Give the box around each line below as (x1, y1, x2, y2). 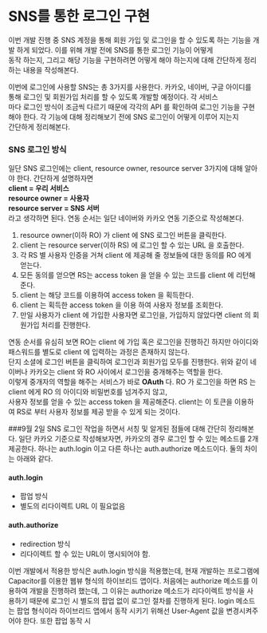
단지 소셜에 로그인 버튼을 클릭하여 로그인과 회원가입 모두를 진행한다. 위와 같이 (8, 357, 249, 367)
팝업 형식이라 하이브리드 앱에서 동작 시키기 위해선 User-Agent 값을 (16, 606, 225, 615)
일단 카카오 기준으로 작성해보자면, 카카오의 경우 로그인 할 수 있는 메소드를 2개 (18, 434, 259, 444)
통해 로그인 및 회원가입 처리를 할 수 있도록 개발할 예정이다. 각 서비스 (8, 92, 218, 101)
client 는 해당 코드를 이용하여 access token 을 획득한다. (19, 291, 194, 300)
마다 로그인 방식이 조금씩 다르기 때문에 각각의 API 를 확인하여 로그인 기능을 (8, 101, 241, 112)
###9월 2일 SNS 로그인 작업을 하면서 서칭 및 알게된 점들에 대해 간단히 (8, 424, 227, 433)
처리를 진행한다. (41, 320, 91, 330)
